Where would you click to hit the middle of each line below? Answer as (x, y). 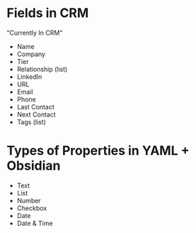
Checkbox (32, 208)
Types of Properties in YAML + (98, 151)
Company (31, 54)
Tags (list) (31, 121)
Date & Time (35, 223)
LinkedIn (29, 77)
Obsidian (34, 166)
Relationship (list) (42, 69)
